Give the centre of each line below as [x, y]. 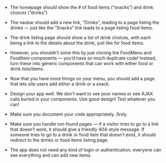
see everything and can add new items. [51, 155]
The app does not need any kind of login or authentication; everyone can [86, 150]
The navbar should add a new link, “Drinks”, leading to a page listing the [85, 22]
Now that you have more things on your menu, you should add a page [82, 78]
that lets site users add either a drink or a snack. [60, 84]
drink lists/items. [27, 69]
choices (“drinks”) [29, 13]
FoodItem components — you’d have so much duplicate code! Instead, [83, 58]
